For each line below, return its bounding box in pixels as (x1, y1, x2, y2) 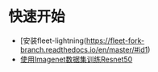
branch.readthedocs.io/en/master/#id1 (19, 44, 148, 54)
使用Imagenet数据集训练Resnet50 (19, 54, 133, 64)
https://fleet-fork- (85, 36, 145, 45)
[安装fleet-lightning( (19, 36, 87, 45)
